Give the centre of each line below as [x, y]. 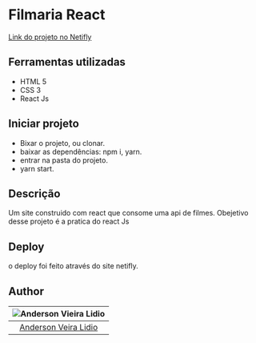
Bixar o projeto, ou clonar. [62, 143]
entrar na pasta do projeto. [64, 160]
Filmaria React [57, 15]
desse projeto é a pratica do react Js [69, 221]
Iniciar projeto [44, 124]
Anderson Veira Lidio [59, 327]
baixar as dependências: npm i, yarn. [81, 151]
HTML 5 [33, 81]
